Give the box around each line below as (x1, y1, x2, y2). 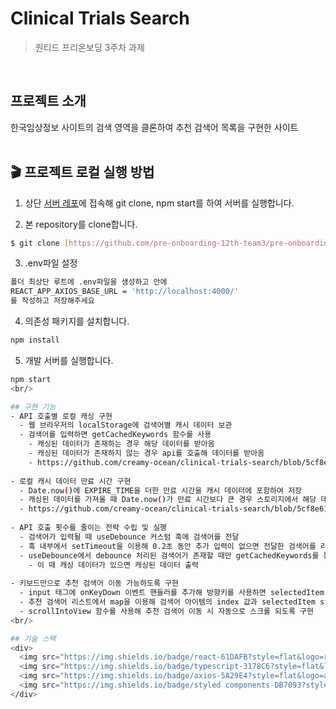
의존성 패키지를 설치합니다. (24, 315, 130, 327)
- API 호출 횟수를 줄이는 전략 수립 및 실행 (10, 523, 168, 533)
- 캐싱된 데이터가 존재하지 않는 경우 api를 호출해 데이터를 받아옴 (28, 448, 265, 459)
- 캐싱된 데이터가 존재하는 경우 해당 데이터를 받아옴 (28, 439, 215, 449)
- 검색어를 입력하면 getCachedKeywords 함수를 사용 (19, 430, 212, 440)
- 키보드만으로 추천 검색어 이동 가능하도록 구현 (10, 578, 179, 589)
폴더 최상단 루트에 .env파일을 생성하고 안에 (10, 277, 168, 287)
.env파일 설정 (24, 257, 78, 269)
